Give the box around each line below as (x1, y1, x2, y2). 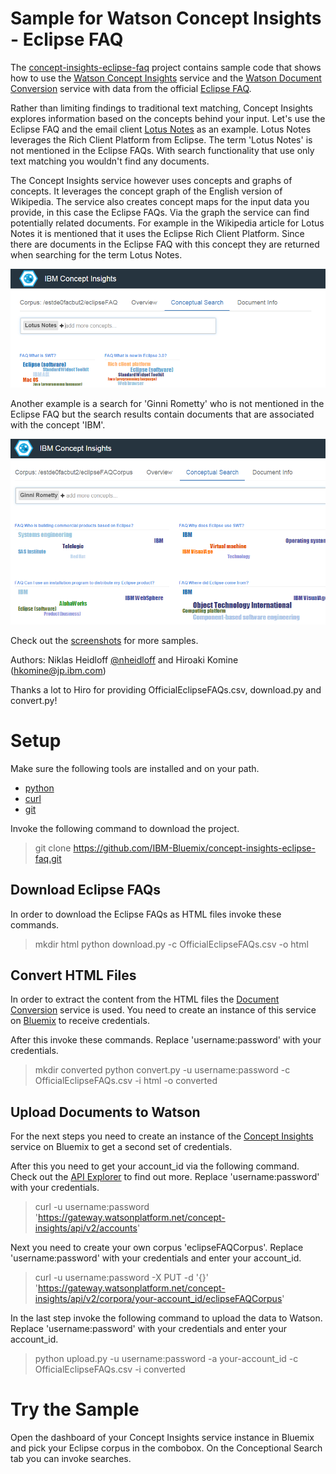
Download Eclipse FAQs (10, 882, 162, 899)
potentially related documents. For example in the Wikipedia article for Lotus (10, 217, 325, 229)
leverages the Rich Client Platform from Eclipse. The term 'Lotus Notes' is (10, 133, 313, 146)
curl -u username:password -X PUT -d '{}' (34, 1272, 210, 1284)
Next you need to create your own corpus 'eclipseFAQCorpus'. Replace (10, 1242, 304, 1254)
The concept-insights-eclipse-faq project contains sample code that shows (10, 61, 322, 73)
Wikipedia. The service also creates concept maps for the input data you (10, 195, 310, 207)
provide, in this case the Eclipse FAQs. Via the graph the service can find (10, 206, 310, 218)
